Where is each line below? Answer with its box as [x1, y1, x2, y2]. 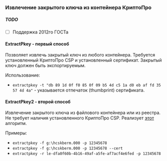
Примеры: [5, 130, 28, 136]
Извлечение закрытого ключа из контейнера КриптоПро [5, 4, 152, 11]
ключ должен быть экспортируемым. [5, 62, 86, 68]
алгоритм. [5, 120, 27, 126]
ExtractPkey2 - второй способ [5, 98, 71, 104]
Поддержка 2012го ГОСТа [12, 29, 69, 35]
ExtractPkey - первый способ [5, 40, 69, 46]
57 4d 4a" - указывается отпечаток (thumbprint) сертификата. [12, 87, 145, 93]
